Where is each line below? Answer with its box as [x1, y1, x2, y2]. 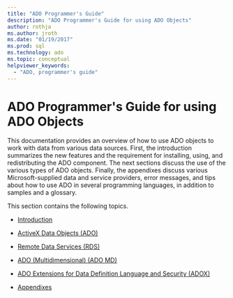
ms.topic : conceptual [7, 56, 70, 63]
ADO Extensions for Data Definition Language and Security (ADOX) [17, 269, 211, 278]
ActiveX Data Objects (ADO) [17, 229, 98, 237]
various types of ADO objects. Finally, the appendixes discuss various [7, 166, 208, 174]
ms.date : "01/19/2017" [7, 36, 73, 43]
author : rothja [7, 23, 52, 30]
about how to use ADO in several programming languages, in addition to [7, 181, 214, 189]
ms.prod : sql [7, 43, 45, 50]
